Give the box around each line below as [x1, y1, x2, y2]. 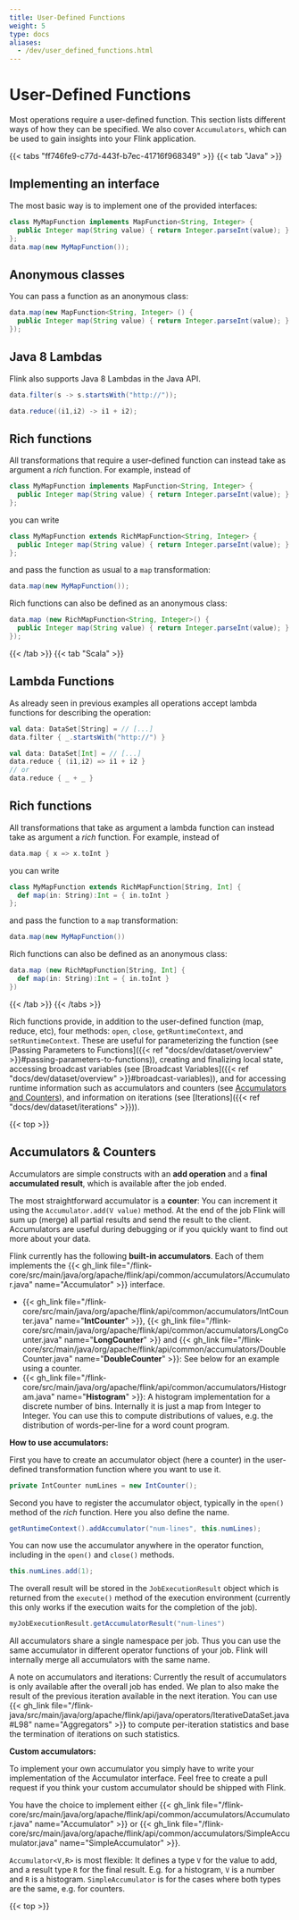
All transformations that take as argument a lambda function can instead [9, 822, 275, 833]
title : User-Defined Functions [9, 13, 126, 22]
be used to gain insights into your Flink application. [9, 133, 196, 144]
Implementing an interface [9, 176, 160, 192]
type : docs [9, 29, 50, 38]
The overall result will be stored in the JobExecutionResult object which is [9, 1583, 279, 1594]
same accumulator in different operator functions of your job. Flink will [9, 1645, 268, 1656]
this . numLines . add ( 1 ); [9, 1567, 94, 1576]
